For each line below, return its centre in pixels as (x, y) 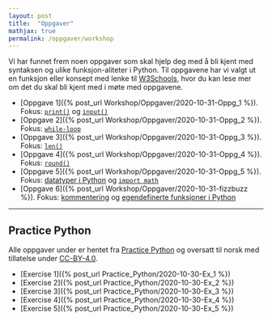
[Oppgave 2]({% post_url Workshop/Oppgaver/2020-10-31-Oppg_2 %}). (141, 120)
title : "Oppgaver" (41, 23)
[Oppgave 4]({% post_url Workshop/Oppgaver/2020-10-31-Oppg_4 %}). (141, 154)
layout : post (30, 16)
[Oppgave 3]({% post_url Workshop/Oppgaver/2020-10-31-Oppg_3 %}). (141, 137)
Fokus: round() (45, 163)
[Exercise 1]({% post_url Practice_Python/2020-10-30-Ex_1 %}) (125, 274)
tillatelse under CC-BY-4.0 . (53, 259)
